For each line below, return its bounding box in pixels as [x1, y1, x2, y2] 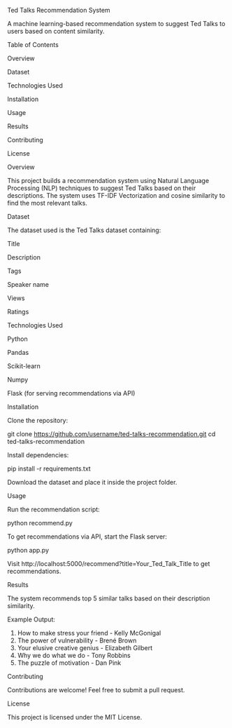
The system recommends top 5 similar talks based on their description [7, 594, 210, 602]
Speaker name [7, 281, 50, 288]
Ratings [7, 308, 29, 316]
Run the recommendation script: [7, 505, 100, 513]
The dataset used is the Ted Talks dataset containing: [7, 226, 161, 234]
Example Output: [7, 615, 56, 623]
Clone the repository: [7, 417, 68, 424]
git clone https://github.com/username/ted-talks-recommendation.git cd [7, 430, 216, 438]
